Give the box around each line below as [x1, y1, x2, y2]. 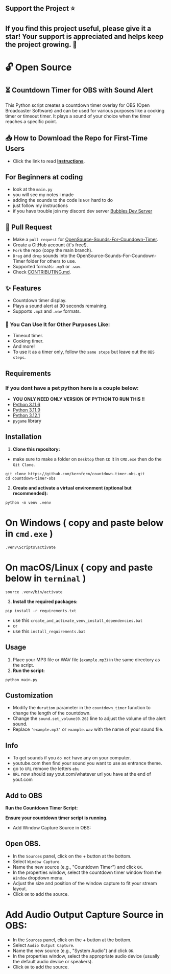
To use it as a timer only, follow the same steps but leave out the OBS [12, 349, 155, 355]
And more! [12, 343, 35, 350]
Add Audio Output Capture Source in [5, 909, 164, 920]
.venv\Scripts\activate [5, 545, 56, 550]
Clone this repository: [12, 446, 60, 452]
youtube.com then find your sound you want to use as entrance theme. [12, 760, 162, 767]
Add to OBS [5, 791, 42, 800]
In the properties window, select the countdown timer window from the [12, 869, 162, 875]
